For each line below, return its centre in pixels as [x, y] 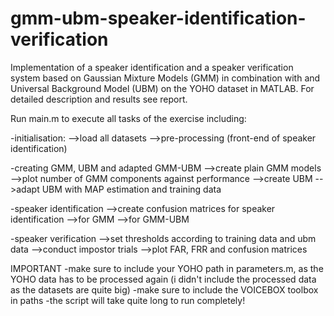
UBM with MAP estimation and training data [131, 189]
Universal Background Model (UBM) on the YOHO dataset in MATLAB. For [162, 88]
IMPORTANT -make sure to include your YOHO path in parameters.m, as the [167, 268]
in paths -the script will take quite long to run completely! [128, 300]
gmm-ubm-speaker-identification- [158, 18]
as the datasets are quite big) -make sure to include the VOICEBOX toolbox [164, 289]
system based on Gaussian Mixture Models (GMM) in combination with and [165, 78]
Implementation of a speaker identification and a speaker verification [152, 67]
